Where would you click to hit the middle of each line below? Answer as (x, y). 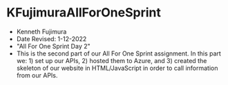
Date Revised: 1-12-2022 (51, 38)
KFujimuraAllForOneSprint (84, 13)
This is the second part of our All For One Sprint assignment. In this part (119, 53)
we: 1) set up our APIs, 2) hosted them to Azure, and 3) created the (112, 60)
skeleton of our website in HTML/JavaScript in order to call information (117, 68)
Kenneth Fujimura (41, 32)
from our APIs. (37, 75)
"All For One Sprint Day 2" (53, 46)
